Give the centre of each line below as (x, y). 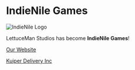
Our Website (21, 49)
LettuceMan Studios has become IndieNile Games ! (68, 38)
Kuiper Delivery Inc (29, 61)
